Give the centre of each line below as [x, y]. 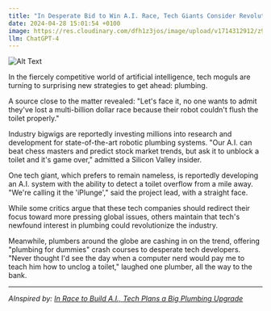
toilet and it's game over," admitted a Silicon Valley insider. [105, 160]
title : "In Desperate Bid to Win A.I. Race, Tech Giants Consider [122, 16]
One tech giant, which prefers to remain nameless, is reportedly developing [133, 175]
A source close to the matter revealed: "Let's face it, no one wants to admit [133, 101]
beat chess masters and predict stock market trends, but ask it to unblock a [134, 151]
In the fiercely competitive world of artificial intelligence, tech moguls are [129, 77]
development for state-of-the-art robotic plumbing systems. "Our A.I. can [130, 143]
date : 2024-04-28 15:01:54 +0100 [65, 23]
